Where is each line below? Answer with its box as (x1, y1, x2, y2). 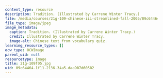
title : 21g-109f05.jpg (5, 61, 51, 66)
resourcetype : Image (5, 57, 47, 62)
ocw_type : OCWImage (5, 47, 45, 52)
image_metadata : (5, 25, 38, 30)
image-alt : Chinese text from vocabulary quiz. (9, 39, 108, 44)
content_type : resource (5, 7, 53, 12)
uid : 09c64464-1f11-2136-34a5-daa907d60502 (5, 66, 95, 71)
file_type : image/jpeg (5, 20, 51, 26)
